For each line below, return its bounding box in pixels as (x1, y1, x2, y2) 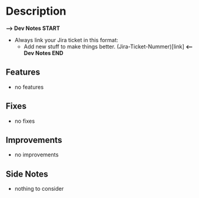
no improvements (14, 151, 59, 158)
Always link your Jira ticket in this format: (14, 36, 118, 43)
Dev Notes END (23, 49, 63, 56)
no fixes (14, 117, 35, 125)
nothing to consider (14, 185, 64, 193)
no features (14, 83, 44, 90)
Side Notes (5, 169, 48, 179)
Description (5, 4, 67, 18)
